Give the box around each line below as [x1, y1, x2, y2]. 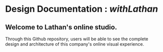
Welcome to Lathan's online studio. [5, 23, 117, 31]
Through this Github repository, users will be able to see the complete [5, 36, 149, 42]
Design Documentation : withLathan [5, 3, 159, 15]
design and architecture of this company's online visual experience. [5, 41, 145, 47]
